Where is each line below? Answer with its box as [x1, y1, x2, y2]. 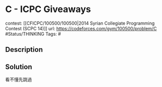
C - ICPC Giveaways [5, 4, 91, 15]
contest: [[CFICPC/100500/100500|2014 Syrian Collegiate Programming [5, 20, 155, 26]
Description [5, 45, 43, 54]
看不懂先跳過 [5, 76, 32, 82]
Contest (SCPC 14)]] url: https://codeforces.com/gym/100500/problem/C [5, 25, 157, 31]
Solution [5, 62, 32, 71]
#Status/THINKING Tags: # [5, 31, 62, 37]
